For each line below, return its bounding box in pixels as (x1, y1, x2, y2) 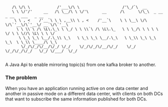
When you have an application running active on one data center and (5, 85, 148, 91)
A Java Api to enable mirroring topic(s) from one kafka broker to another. (5, 61, 156, 67)
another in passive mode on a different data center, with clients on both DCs (5, 90, 163, 97)
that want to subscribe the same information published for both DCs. (5, 96, 147, 102)
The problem (5, 74, 37, 81)
